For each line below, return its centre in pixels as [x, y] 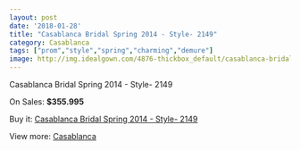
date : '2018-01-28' [46, 26]
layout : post [33, 17]
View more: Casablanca [53, 136]
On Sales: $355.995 [47, 102]
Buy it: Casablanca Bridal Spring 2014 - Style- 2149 [104, 119]
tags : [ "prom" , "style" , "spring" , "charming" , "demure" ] [112, 51]
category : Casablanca [50, 42]
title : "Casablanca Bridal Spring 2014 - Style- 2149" [113, 34]
